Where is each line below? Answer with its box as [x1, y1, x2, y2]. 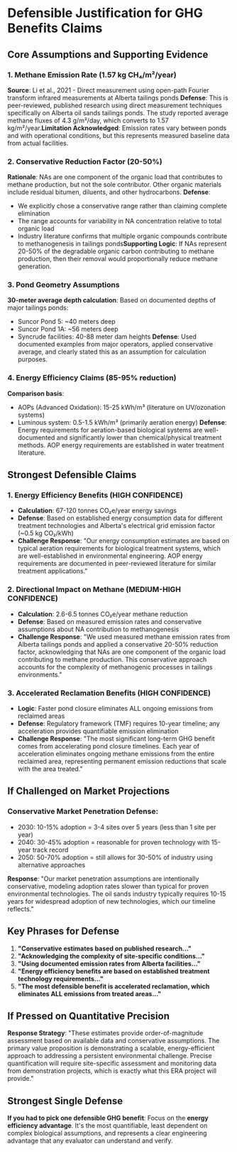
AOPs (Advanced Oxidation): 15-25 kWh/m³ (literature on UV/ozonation [17, 403, 226, 411]
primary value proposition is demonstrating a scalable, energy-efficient [7, 1044, 215, 1052]
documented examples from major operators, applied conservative [17, 340, 214, 349]
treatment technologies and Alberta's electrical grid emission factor [17, 522, 215, 530]
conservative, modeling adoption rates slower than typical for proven [7, 882, 209, 890]
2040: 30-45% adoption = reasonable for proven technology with [17, 837, 210, 846]
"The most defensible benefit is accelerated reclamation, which [17, 982, 210, 990]
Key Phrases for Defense [7, 925, 119, 937]
